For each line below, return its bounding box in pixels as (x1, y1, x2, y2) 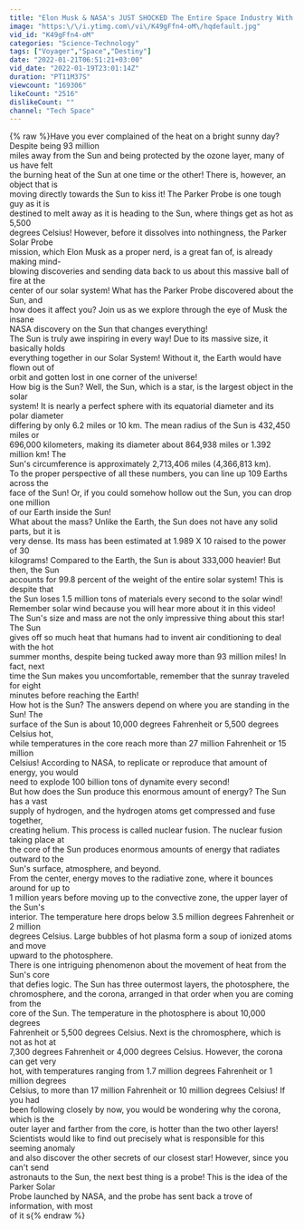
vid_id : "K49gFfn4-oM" (9, 30, 95, 39)
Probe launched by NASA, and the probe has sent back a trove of (9, 1191, 253, 1202)
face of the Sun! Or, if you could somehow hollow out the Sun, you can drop (9, 487, 292, 499)
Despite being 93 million (9, 141, 100, 151)
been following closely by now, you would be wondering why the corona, (9, 1104, 281, 1116)
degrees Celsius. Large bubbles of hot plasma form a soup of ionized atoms (9, 931, 292, 941)
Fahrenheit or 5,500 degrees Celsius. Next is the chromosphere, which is (9, 1027, 281, 1039)
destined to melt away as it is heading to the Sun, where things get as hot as (9, 208, 294, 219)
